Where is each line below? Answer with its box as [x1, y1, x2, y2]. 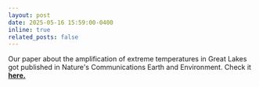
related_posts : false [8, 33, 79, 41]
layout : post [8, 11, 51, 19]
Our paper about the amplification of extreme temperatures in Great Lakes [8, 54, 247, 64]
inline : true [8, 26, 51, 33]
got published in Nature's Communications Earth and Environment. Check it [8, 63, 252, 72]
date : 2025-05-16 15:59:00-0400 [8, 19, 113, 26]
